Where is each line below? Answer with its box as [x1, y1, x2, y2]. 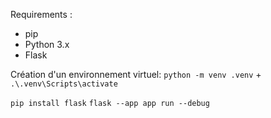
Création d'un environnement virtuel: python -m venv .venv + [10, 69, 262, 80]
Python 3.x [24, 39, 70, 50]
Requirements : [10, 9, 73, 20]
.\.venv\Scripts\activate [10, 79, 118, 89]
